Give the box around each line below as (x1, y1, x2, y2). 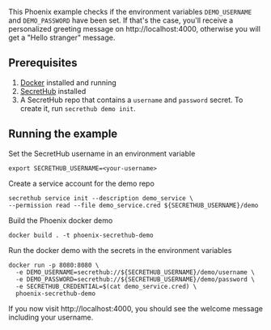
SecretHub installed (19, 86, 87, 96)
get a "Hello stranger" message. (8, 32, 116, 42)
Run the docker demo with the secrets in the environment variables (8, 245, 232, 255)
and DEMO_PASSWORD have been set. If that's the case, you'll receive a (8, 15, 234, 25)
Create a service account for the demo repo (8, 178, 155, 188)
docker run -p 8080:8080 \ (8, 261, 100, 269)
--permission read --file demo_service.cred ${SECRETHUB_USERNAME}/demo (8, 201, 259, 209)
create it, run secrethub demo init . (19, 103, 136, 113)
